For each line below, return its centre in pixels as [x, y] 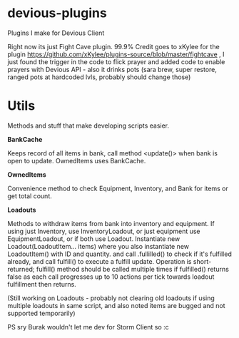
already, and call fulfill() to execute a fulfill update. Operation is [100, 261]
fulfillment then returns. [42, 284]
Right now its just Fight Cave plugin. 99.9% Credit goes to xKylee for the [113, 46]
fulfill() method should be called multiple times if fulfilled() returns [133, 269]
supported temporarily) [42, 313]
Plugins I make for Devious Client [56, 33]
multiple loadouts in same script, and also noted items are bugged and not [117, 305]
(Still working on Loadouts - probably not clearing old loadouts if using [111, 298]
